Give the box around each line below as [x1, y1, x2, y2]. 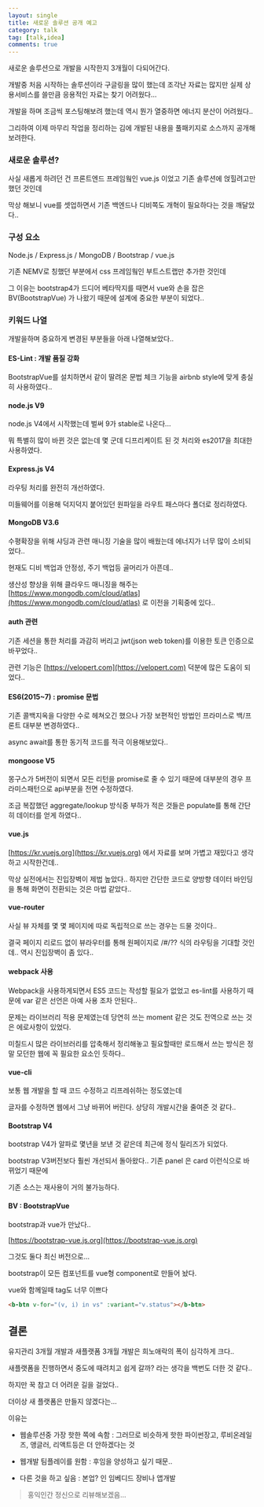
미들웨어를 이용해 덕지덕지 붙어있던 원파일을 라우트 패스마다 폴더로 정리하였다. [8, 499, 247, 509]
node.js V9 [8, 400, 45, 410]
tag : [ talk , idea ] [8, 33, 65, 42]
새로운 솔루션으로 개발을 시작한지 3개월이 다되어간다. [8, 64, 170, 73]
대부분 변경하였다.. [22, 721, 80, 730]
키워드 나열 [8, 314, 48, 325]
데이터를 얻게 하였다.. [16, 810, 82, 820]
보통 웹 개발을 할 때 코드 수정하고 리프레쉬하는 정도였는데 [8, 1086, 182, 1095]
